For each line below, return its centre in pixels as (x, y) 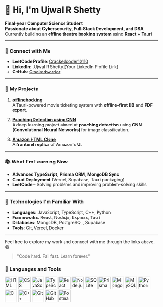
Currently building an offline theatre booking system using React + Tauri (79, 34)
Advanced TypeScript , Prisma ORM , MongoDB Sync (66, 174)
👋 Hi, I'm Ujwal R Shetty (53, 10)
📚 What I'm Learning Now (37, 162)
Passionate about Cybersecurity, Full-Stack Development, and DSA (74, 28)
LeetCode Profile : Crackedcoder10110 (50, 62)
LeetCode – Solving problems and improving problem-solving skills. (80, 184)
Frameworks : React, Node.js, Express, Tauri (56, 217)
